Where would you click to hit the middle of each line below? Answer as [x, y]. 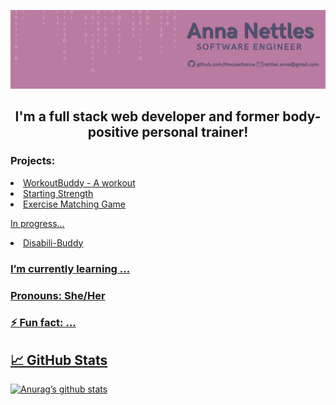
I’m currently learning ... [70, 268]
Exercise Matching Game [74, 204]
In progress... [37, 223]
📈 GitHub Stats [59, 360]
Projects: [33, 161]
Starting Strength [58, 193]
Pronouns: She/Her [58, 295]
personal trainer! [195, 132]
